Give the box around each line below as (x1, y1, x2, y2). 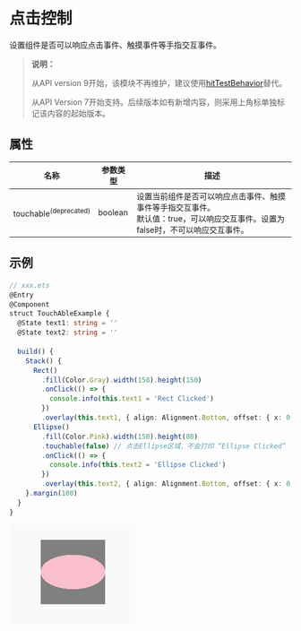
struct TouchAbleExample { (9, 309, 110, 318)
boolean (98, 207, 128, 218)
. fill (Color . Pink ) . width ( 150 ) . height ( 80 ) (41, 432, 199, 441)
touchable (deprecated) (13, 206, 91, 219)
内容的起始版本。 (47, 108, 110, 118)
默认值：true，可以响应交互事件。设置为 (136, 212, 285, 224)
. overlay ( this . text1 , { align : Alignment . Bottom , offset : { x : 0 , (41, 413, 295, 422)
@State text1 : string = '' (17, 319, 118, 328)
